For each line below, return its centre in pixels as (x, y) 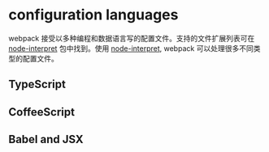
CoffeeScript (42, 112)
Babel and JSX (46, 139)
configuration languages (93, 15)
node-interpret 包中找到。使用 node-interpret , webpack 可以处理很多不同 (131, 48)
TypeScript (37, 84)
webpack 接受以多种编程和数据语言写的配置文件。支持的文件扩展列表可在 (132, 38)
